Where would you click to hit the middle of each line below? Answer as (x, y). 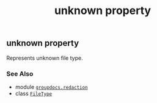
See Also (20, 74)
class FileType (34, 93)
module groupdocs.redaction (51, 87)
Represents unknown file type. (45, 58)
